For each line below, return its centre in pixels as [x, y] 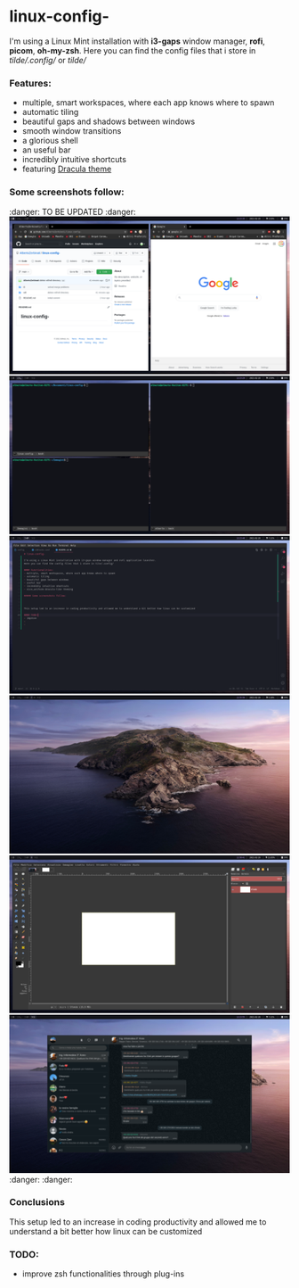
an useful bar [46, 150]
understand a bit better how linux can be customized [106, 1231]
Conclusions [37, 1202]
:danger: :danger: [41, 1179]
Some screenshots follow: [67, 192]
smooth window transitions [72, 131]
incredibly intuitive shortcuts [74, 160]
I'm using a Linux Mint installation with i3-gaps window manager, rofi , [137, 41]
